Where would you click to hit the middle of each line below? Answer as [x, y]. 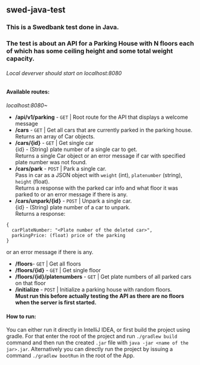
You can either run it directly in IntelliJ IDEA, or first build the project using [98, 330]
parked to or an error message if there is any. [71, 195]
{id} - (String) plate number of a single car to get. [76, 149]
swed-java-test [36, 10]
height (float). [32, 182]
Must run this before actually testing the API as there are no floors [99, 296]
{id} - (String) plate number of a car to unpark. [73, 207]
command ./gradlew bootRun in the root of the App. [70, 356]
